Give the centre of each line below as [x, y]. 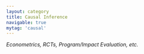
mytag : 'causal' [26, 28]
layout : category [28, 11]
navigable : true [26, 22]
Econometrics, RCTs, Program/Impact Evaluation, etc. [72, 45]
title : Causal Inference [37, 17]
